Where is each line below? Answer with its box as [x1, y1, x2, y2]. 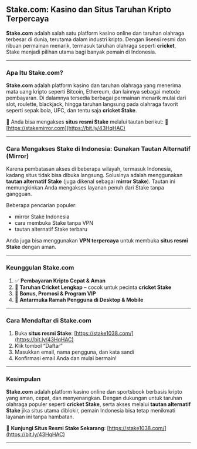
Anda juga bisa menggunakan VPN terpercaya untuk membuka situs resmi [6, 237, 189, 244]
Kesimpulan [6, 375, 41, 383]
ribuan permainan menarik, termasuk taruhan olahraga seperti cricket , [6, 42, 176, 49]
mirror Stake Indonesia [14, 213, 70, 220]
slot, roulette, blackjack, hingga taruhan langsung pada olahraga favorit [6, 101, 178, 108]
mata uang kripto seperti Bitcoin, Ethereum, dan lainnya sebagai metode [6, 88, 181, 95]
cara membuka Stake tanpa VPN [14, 219, 94, 227]
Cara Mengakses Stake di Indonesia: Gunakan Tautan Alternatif [6, 145, 191, 153]
